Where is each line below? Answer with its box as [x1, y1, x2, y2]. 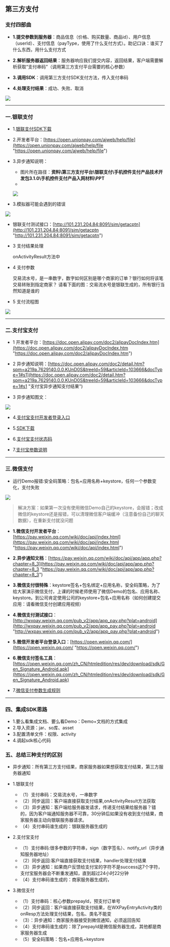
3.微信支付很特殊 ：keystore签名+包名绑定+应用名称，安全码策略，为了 [12, 582, 161, 588]
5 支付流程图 [12, 298, 39, 304]
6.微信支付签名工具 [12, 655, 53, 661]
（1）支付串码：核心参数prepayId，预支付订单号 [20, 898, 120, 904]
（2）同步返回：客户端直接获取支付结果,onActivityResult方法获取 [20, 798, 156, 804]
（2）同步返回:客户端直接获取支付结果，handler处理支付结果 [20, 858, 147, 864]
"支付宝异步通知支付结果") [28, 383, 83, 390]
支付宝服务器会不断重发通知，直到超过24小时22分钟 [20, 870, 129, 876]
